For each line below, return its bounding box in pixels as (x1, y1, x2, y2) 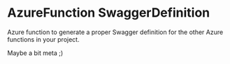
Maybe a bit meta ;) (7, 49, 64, 57)
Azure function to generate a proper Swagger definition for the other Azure (7, 28, 224, 36)
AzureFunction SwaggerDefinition (7, 5, 210, 21)
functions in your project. (7, 35, 80, 43)
